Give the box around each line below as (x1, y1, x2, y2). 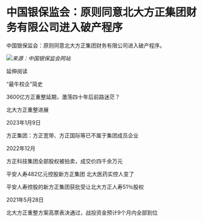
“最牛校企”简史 (6, 80, 43, 88)
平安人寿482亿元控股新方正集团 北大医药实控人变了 (6, 170, 135, 177)
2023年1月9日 (6, 119, 41, 126)
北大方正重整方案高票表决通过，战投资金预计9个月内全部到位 (6, 209, 158, 216)
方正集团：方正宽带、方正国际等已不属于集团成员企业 (6, 131, 139, 139)
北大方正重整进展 (6, 106, 49, 113)
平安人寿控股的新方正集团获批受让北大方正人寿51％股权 (6, 183, 144, 191)
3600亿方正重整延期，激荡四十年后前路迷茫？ (6, 93, 120, 100)
